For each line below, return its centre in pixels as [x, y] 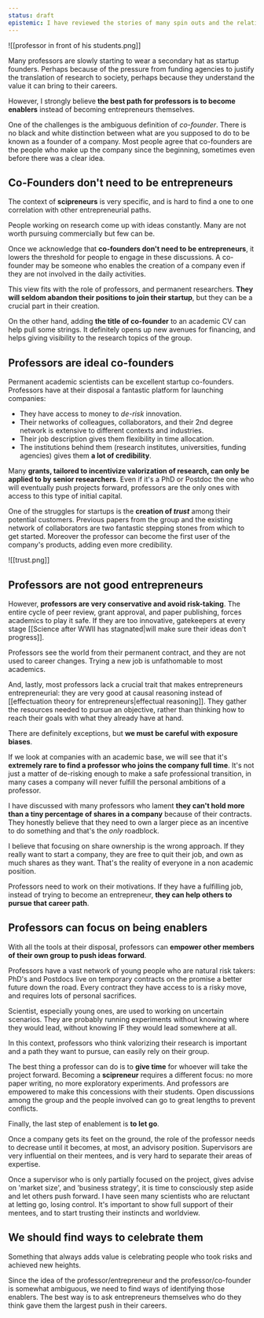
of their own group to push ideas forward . [77, 955]
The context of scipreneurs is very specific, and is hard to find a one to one [131, 202]
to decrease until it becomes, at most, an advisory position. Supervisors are [130, 1147]
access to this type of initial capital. [66, 496]
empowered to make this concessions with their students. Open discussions [131, 1091]
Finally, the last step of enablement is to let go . [84, 1123]
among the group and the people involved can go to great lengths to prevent [132, 1100]
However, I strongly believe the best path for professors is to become [122, 101]
